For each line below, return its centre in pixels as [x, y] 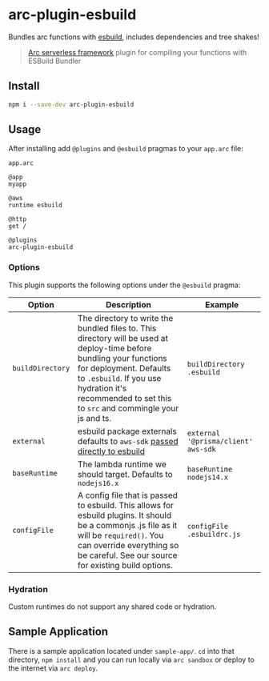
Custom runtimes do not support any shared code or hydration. [112, 607]
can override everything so [128, 545]
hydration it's [102, 388]
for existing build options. [125, 565]
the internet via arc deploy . [53, 668]
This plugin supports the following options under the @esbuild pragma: [124, 285]
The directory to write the [125, 318]
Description [128, 304]
